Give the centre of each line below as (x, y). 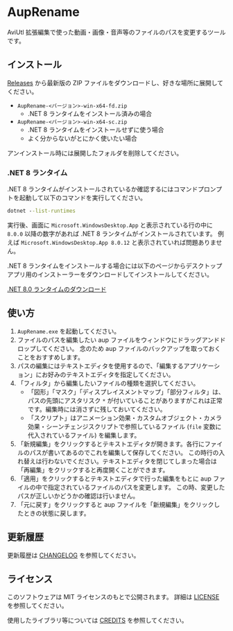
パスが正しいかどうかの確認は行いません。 (78, 496)
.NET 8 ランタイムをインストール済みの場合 (90, 113)
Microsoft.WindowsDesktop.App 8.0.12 (75, 243)
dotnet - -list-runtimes (42, 211)
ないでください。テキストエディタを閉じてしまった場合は (135, 461)
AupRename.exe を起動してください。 (68, 331)
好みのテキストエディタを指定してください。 (111, 374)
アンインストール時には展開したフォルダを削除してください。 (95, 153)
